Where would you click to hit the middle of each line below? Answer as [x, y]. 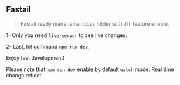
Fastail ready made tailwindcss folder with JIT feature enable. [95, 23]
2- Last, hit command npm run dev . [48, 46]
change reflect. [24, 75]
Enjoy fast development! [35, 57]
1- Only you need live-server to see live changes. [67, 35]
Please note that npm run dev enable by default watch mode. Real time [90, 69]
